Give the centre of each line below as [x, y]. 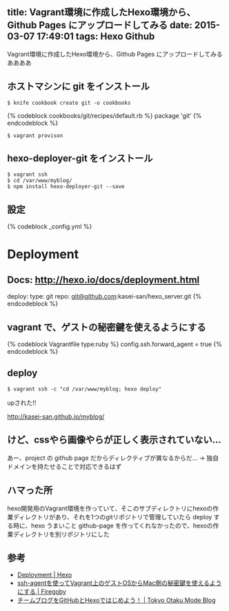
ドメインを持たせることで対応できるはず [64, 466]
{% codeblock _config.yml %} [50, 227]
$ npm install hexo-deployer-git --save [66, 187]
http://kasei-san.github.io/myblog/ [56, 417]
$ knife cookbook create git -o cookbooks [69, 103]
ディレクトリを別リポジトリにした [61, 534]
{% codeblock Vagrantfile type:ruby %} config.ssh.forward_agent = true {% [115, 344]
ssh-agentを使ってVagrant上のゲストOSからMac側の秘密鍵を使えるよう [119, 583]
